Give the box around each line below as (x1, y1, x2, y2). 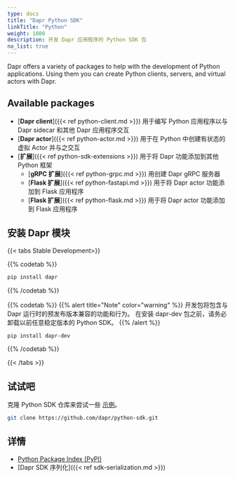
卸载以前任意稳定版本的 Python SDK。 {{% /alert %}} (7, 318, 161, 326)
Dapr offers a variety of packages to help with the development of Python (7, 62, 220, 70)
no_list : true (7, 43, 49, 50)
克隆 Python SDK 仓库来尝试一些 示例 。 (7, 401, 121, 409)
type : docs (7, 10, 39, 18)
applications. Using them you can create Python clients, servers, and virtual (7, 69, 226, 78)
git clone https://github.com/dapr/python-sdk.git (7, 415, 159, 422)
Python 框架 (17, 161, 53, 169)
